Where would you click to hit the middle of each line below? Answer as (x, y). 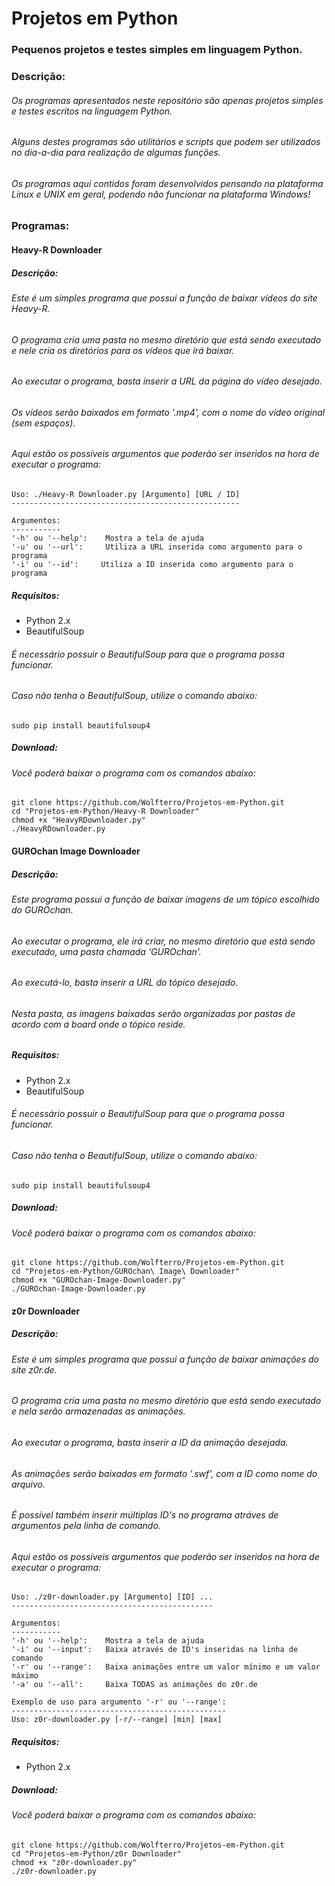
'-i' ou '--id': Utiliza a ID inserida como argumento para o (152, 565)
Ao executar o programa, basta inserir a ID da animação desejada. (150, 1442)
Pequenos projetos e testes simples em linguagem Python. (157, 50)
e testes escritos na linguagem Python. (92, 111)
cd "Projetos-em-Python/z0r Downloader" (97, 1853)
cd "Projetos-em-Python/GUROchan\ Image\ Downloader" (126, 1272)
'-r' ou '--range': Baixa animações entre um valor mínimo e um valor (166, 1667)
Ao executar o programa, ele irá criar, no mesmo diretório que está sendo (163, 941)
